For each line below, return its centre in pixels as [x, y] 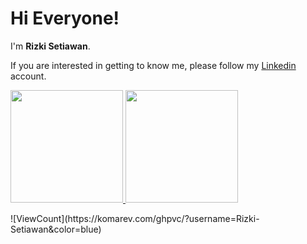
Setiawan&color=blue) [56, 229]
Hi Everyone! [65, 18]
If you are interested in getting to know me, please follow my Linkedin [153, 65]
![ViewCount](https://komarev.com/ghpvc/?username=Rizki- [135, 218]
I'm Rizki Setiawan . [50, 46]
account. [28, 76]
